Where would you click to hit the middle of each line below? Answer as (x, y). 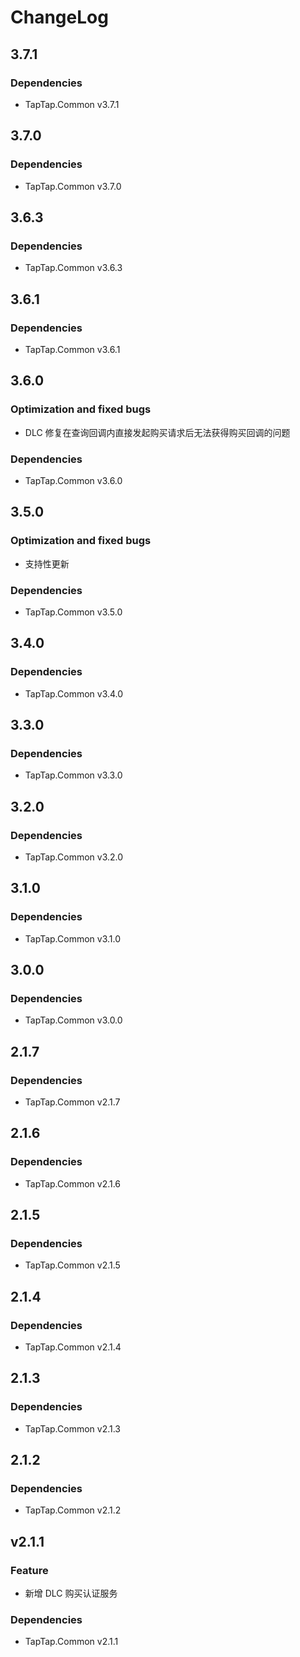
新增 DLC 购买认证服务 (71, 1593)
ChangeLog (59, 17)
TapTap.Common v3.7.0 (73, 186)
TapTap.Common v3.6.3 (73, 268)
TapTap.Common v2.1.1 (71, 1642)
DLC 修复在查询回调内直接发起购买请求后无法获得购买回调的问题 (157, 432)
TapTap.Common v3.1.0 (72, 938)
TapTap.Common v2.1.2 (73, 1510)
